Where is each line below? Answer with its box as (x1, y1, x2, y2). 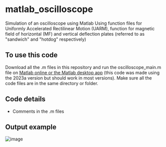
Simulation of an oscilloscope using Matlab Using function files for (5, 20, 142, 26)
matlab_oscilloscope (5, 4, 93, 15)
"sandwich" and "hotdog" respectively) (5, 36, 86, 42)
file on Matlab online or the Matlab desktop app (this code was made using (5, 69, 159, 76)
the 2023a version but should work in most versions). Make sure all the (5, 75, 152, 81)
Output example (5, 122, 57, 131)
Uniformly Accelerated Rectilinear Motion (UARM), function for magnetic (5, 25, 155, 31)
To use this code (5, 51, 58, 59)
